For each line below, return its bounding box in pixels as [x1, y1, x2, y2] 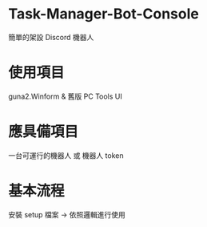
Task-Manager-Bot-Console [8, 5, 200, 23]
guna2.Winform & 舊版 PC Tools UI [8, 91, 122, 101]
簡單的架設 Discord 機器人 [8, 32, 94, 42]
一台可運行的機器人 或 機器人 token [8, 150, 124, 160]
